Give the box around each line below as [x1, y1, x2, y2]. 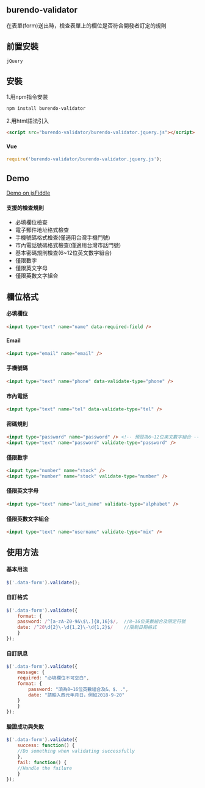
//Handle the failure [17, 765, 72, 771]
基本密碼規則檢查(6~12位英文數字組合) [15, 249, 112, 257]
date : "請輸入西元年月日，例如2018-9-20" [28, 692, 125, 698]
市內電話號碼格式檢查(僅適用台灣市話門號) [15, 242, 121, 249]
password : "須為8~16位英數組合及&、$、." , [28, 686, 129, 692]
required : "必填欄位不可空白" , [17, 675, 90, 681]
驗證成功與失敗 [6, 723, 44, 730]
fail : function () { [17, 759, 67, 765]
